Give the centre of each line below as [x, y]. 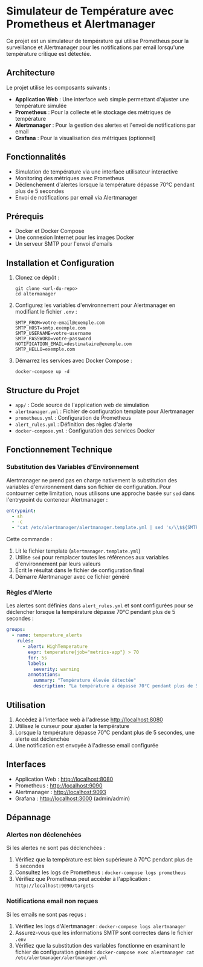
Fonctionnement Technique [60, 450]
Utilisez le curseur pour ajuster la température [72, 726]
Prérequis [25, 216]
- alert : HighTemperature [55, 647]
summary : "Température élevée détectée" [85, 681]
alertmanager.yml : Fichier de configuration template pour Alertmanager [105, 411]
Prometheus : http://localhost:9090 [59, 785]
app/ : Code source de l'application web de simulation [82, 405]
